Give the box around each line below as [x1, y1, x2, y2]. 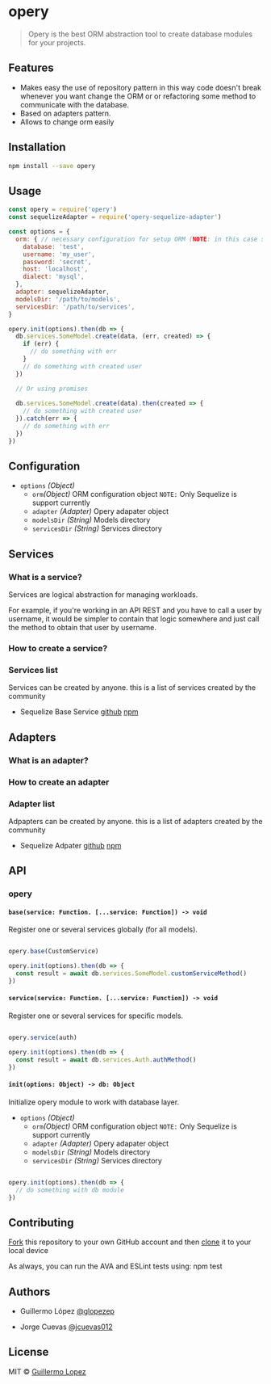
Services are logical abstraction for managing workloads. [8, 590, 198, 599]
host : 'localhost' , [23, 265, 89, 273]
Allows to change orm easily [19, 116, 115, 127]
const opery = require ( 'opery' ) [8, 205, 117, 214]
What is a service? [8, 571, 82, 583]
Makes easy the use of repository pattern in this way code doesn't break [19, 82, 262, 92]
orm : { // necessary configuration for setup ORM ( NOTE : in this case [15, 235, 258, 243]
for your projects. [27, 37, 86, 47]
